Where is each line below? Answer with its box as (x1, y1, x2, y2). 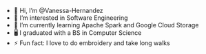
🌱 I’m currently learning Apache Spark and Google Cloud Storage (13, 21, 199, 29)
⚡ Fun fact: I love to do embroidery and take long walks (13, 39, 170, 47)
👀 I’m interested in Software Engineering (13, 14, 129, 22)
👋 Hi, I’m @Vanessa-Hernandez (13, 7, 103, 14)
